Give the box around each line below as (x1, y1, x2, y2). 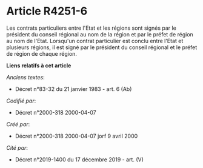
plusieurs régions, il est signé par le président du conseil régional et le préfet (6, 44, 198, 51)
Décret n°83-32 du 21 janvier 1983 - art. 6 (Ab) (15, 85, 132, 92)
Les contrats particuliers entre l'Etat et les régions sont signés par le (6, 24, 177, 32)
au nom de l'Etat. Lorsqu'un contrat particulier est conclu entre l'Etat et (6, 37, 184, 44)
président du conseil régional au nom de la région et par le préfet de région (6, 30, 194, 38)
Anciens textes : (6, 73, 45, 81)
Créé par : (6, 120, 30, 128)
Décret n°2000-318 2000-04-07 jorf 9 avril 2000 (15, 132, 138, 139)
